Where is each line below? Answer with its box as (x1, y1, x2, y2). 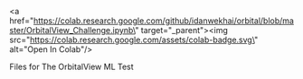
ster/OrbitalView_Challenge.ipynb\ (9, 25, 136, 35)
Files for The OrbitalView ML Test (9, 61, 134, 72)
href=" (9, 15, 34, 26)
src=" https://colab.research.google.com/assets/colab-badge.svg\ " (9, 34, 259, 45)
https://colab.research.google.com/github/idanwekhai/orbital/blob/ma (33, 15, 294, 26)
